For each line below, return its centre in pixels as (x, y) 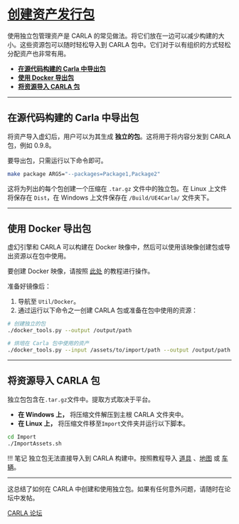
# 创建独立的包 (27, 324)
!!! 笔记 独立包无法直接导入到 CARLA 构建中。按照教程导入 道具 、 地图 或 (114, 458)
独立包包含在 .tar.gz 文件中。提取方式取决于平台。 (81, 399)
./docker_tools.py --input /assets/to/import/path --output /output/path (119, 350)
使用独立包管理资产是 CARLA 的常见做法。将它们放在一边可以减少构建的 (113, 36)
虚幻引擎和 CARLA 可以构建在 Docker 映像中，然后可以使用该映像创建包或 (116, 247)
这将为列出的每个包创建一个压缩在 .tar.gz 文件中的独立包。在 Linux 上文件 (117, 188)
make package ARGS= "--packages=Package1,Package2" (84, 174)
